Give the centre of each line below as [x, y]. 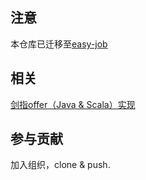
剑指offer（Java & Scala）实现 [73, 104]
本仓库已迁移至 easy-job [59, 44]
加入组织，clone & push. [60, 165]
